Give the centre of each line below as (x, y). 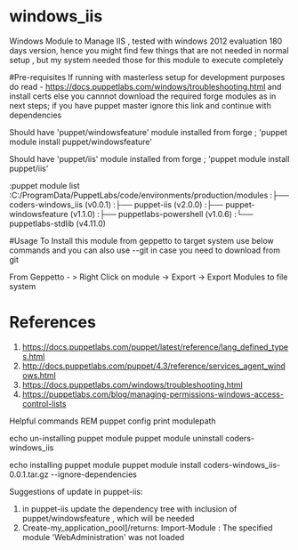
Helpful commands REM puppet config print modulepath (113, 421)
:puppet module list (44, 185)
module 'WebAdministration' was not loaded (103, 537)
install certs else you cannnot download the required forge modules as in (143, 96)
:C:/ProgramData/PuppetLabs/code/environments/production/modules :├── (149, 195)
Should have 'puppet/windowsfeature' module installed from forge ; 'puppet (148, 132)
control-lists (44, 403)
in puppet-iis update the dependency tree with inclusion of (129, 508)
